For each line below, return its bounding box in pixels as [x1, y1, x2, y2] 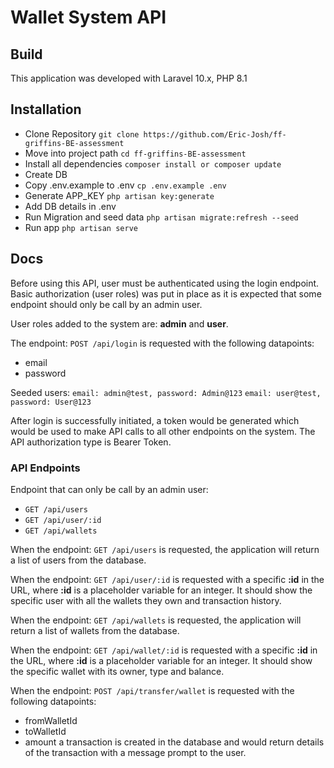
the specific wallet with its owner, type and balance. [10, 665, 225, 677]
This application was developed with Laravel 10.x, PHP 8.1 [10, 72, 248, 84]
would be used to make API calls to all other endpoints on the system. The [10, 425, 316, 437]
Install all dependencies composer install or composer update [24, 157, 282, 170]
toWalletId [24, 725, 67, 737]
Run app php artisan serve [24, 221, 138, 233]
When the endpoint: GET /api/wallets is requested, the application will [10, 614, 302, 626]
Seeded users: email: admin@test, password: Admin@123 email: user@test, [10, 386, 322, 398]
